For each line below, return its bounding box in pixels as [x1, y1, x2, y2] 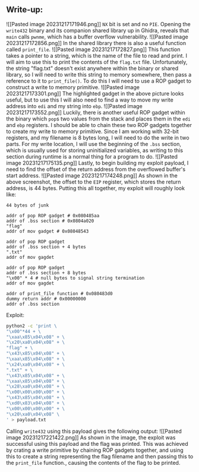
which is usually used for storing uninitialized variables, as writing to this [6, 147, 183, 154]
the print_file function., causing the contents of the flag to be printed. [6, 459, 181, 466]
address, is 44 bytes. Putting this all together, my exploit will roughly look [6, 184, 185, 192]
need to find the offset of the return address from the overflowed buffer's [6, 166, 186, 173]
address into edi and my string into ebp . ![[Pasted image [6, 102, 143, 109]
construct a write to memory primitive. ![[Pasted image [6, 83, 140, 91]
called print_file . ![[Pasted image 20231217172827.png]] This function [6, 46, 181, 53]
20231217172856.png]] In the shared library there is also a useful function [6, 39, 186, 46]
